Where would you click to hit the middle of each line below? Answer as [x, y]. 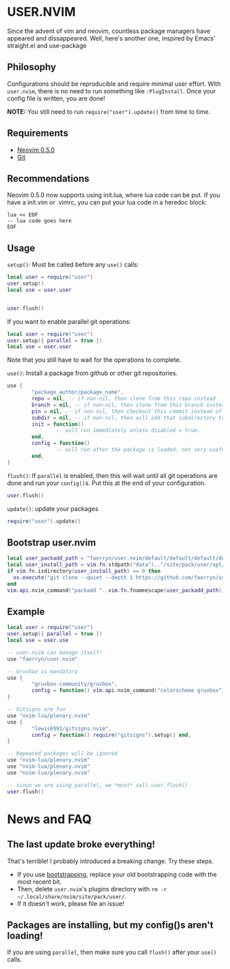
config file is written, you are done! [56, 98]
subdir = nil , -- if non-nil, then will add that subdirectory [124, 418]
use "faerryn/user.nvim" [42, 659]
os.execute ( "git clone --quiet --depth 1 [73, 578]
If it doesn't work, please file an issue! [71, 903]
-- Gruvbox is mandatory [42, 671]
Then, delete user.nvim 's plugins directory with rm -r [92, 889]
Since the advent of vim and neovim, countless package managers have [109, 31]
